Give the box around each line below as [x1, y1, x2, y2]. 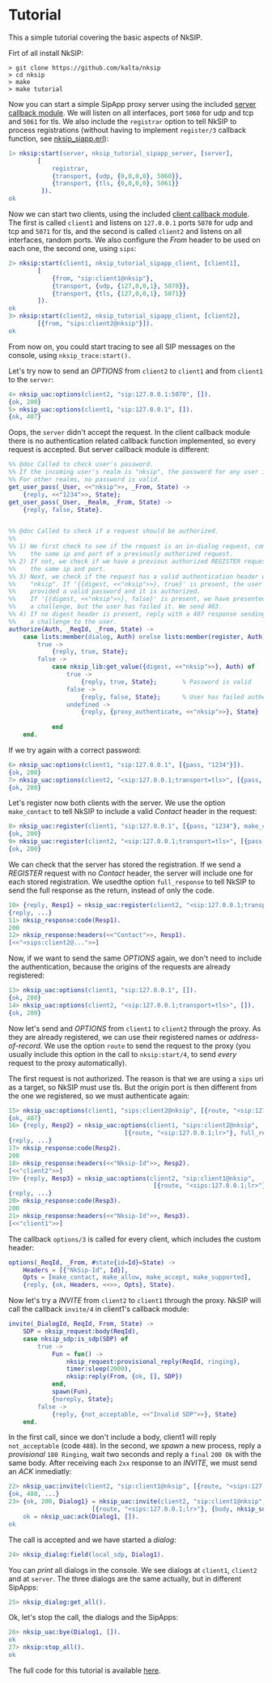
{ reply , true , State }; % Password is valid [80, 678, 252, 686]
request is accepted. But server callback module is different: [8, 445, 210, 454]
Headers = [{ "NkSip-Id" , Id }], [23, 1266, 129, 1274]
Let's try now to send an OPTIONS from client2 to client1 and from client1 [8, 366, 263, 376]
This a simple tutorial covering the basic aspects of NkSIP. [8, 32, 203, 42]
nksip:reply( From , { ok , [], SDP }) [66, 1373, 183, 1381]
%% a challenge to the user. [8, 617, 117, 625]
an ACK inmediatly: [8, 1467, 72, 1476]
